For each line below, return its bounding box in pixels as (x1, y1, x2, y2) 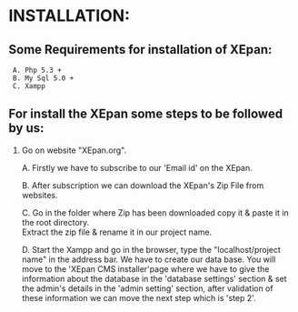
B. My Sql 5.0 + (12, 74, 74, 83)
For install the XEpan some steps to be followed (8, 106, 283, 122)
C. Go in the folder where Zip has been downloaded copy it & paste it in (21, 206, 290, 218)
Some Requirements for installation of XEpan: (8, 42, 273, 57)
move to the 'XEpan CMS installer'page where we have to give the (21, 263, 270, 274)
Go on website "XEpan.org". (21, 145, 127, 156)
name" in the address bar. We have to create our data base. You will (21, 254, 276, 265)
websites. (21, 189, 58, 200)
